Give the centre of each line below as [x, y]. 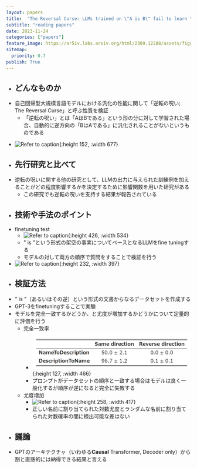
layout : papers [25, 12]
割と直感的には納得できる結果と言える [61, 459]
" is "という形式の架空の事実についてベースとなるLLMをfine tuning [103, 243]
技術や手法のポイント [53, 215]
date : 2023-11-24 [27, 31]
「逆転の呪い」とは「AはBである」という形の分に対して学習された [104, 118]
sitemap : [17, 50]
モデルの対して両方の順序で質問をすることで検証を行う [90, 257]
